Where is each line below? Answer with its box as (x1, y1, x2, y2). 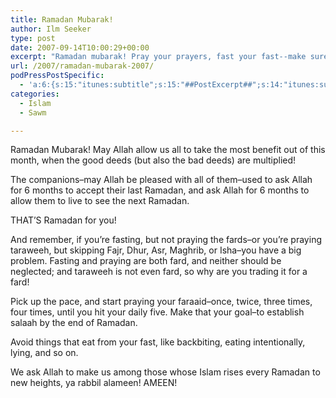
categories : (10, 89, 60, 99)
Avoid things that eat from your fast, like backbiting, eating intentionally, (10, 336, 306, 348)
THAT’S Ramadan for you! (10, 214, 117, 226)
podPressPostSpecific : (10, 71, 105, 81)
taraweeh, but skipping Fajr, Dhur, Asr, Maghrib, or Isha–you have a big (10, 244, 302, 256)
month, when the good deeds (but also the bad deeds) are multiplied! (10, 154, 297, 166)
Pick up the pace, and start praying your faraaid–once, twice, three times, (10, 296, 313, 308)
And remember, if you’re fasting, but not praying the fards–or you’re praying (10, 234, 322, 246)
